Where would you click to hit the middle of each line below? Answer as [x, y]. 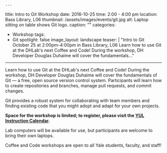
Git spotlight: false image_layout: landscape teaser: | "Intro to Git [78, 40]
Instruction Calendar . [28, 121]
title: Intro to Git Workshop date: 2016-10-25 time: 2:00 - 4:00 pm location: [81, 14]
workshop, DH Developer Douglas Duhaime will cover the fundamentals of [81, 75]
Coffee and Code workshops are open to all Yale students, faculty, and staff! [83, 145]
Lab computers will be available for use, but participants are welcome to [79, 130]
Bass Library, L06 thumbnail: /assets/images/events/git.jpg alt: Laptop [77, 19]
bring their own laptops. [30, 136]
